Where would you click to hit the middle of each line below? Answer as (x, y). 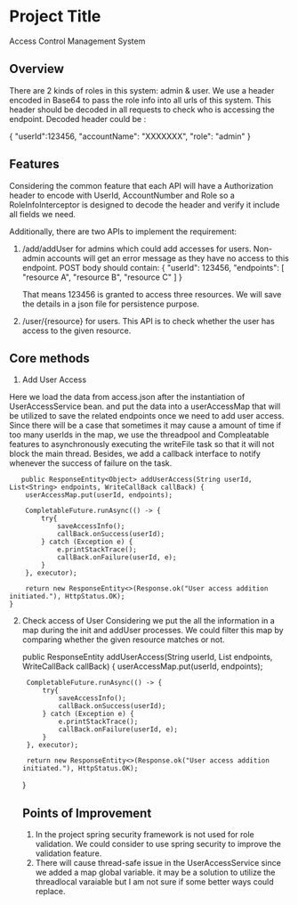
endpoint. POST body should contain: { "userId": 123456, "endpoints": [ (153, 267)
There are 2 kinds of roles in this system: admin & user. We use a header (142, 90)
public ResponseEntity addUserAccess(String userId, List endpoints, (147, 657)
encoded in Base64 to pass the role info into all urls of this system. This (140, 100)
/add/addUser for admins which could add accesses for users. (137, 249)
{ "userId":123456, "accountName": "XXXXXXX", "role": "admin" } (130, 136)
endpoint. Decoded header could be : (78, 118)
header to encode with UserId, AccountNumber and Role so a (122, 195)
